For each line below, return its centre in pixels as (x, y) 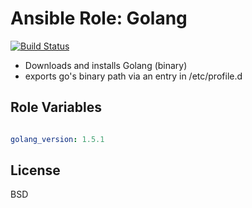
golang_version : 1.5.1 (57, 139)
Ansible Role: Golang (99, 18)
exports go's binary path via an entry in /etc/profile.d (133, 76)
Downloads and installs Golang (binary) (106, 65)
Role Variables (56, 107)
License (35, 170)
